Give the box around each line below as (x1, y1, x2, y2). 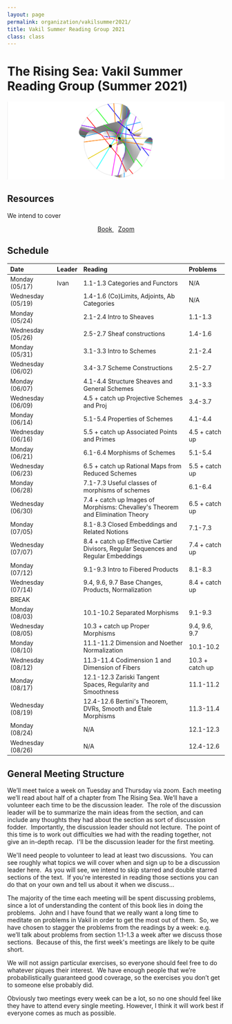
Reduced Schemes (83, 469, 137, 477)
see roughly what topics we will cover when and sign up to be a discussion (7, 859, 220, 867)
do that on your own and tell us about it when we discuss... (7, 881, 175, 889)
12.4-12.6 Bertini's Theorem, (83, 697, 168, 706)
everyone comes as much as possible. (7, 1009, 117, 1017)
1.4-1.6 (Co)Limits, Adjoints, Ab (83, 292, 175, 300)
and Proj (83, 401, 107, 410)
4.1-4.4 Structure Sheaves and (83, 377, 173, 385)
